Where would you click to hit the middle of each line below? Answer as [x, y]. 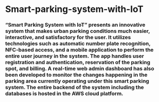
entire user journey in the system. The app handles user [75, 56]
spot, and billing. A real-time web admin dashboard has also [80, 68]
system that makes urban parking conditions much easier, [78, 31]
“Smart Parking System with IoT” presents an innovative [75, 25]
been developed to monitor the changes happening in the [76, 75]
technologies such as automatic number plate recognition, [78, 43]
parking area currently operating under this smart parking [77, 81]
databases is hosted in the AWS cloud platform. [64, 93]
